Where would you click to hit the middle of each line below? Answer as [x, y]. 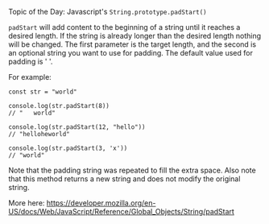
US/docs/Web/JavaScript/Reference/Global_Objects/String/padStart [122, 212]
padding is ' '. [31, 61]
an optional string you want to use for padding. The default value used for [131, 53]
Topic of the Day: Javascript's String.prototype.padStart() [108, 12]
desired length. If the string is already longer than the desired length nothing [135, 36]
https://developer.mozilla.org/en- [101, 203]
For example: [30, 77]
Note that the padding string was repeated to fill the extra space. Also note [132, 170]
